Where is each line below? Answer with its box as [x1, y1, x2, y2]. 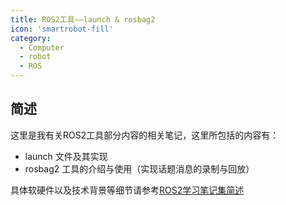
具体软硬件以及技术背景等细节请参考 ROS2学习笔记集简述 [10, 184, 245, 196]
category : [10, 33, 52, 43]
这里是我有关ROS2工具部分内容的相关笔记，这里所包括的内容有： [10, 129, 280, 141]
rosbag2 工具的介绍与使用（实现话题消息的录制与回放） [24, 162, 255, 175]
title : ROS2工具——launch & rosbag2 [10, 14, 156, 25]
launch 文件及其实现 [24, 150, 108, 162]
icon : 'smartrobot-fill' [10, 24, 114, 34]
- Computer [19, 42, 65, 53]
